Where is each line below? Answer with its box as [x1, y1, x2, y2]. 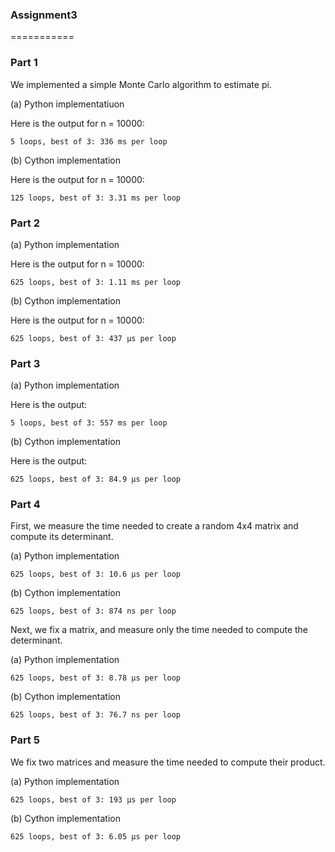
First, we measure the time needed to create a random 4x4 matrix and [10, 520, 299, 532]
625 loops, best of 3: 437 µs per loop [10, 333, 177, 343]
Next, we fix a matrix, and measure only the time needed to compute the [10, 624, 309, 636]
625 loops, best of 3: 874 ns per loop [10, 606, 177, 617]
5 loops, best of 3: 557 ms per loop [10, 418, 168, 428]
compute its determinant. [10, 531, 114, 543]
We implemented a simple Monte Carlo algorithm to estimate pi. [10, 78, 272, 90]
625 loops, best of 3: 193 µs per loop [10, 794, 177, 805]
